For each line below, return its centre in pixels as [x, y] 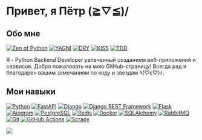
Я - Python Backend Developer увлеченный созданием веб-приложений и [101, 60]
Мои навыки [31, 92]
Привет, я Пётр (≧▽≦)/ [67, 11]
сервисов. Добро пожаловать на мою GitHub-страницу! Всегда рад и [96, 66]
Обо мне [23, 34]
